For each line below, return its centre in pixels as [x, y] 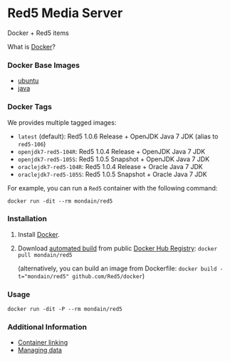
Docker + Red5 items [38, 33]
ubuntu [28, 81]
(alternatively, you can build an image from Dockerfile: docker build [117, 268]
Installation [27, 219]
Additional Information [47, 327]
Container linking [43, 342]
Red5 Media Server [65, 13]
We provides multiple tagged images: [62, 122]
